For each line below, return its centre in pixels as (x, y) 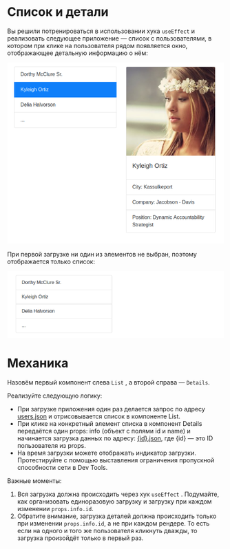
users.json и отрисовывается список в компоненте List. (99, 416)
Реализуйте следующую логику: (55, 396)
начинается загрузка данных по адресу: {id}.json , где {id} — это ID (115, 438)
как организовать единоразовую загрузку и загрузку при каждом (114, 501)
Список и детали (58, 12)
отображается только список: (51, 261)
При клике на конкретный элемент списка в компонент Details (109, 423)
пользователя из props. (51, 445)
